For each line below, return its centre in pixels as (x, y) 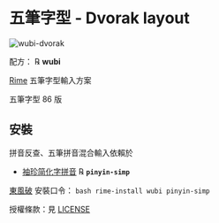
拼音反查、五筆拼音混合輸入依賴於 (71, 152)
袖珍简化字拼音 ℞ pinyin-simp (76, 171)
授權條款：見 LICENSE (50, 209)
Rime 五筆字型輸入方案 (50, 80)
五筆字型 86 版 (36, 99)
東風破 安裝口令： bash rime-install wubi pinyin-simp (109, 190)
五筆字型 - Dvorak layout (99, 18)
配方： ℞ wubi (35, 61)
